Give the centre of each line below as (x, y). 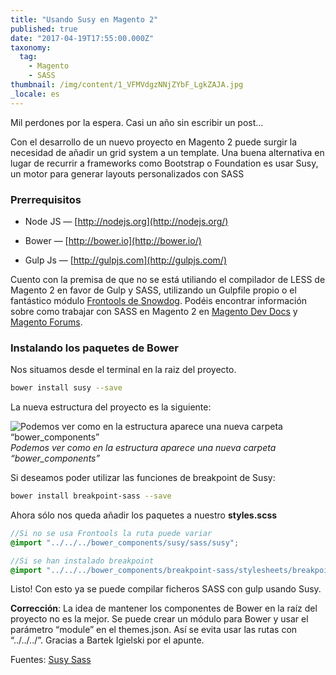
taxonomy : (31, 47)
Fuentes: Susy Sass (51, 660)
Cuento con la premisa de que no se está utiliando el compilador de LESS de (168, 279)
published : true (44, 29)
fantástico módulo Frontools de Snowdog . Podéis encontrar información (159, 300)
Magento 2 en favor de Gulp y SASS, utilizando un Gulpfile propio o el (153, 290)
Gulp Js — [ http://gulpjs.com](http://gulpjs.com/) (126, 260)
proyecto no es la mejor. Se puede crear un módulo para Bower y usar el (159, 619)
